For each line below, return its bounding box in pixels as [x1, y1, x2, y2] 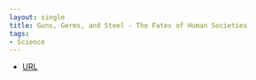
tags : [9, 29, 29, 38]
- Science [9, 37, 46, 47]
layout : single [9, 12, 66, 22]
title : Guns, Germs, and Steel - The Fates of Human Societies [9, 21, 248, 30]
